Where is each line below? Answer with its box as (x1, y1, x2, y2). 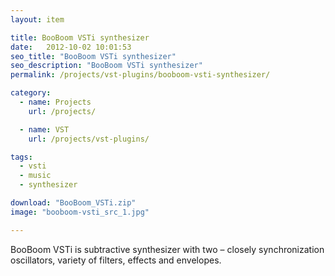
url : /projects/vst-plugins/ (28, 134, 150, 144)
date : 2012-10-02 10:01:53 (10, 42, 132, 52)
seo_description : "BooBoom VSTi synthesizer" (10, 61, 203, 71)
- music (19, 171, 52, 181)
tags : (10, 152, 33, 162)
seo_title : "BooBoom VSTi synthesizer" (10, 51, 177, 61)
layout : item (10, 14, 65, 25)
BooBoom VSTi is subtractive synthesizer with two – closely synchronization (10, 243, 325, 255)
